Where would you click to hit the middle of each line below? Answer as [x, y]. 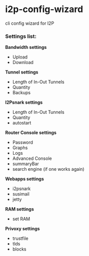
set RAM [21, 219]
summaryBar [25, 164]
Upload [20, 57]
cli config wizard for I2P [30, 23]
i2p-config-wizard [44, 9]
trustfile [20, 238]
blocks [19, 249]
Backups [21, 93]
